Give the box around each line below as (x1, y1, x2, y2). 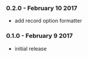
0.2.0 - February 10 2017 (6, 4, 77, 12)
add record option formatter (14, 17, 82, 24)
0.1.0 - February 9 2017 (6, 32, 73, 40)
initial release (14, 45, 47, 52)
